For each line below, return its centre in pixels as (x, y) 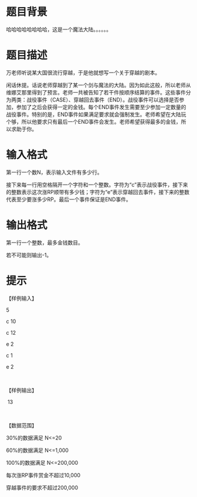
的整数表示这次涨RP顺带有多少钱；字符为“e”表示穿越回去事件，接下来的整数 (98, 192)
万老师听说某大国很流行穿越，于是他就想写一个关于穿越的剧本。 (83, 72)
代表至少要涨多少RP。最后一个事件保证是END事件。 (69, 199)
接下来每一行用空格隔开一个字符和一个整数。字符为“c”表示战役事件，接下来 (97, 185)
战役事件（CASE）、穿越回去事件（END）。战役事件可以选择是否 (103, 100)
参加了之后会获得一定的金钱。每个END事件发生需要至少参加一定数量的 (101, 107)
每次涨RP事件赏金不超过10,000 (43, 475)
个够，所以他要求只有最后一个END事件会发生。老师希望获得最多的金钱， (94, 121)
